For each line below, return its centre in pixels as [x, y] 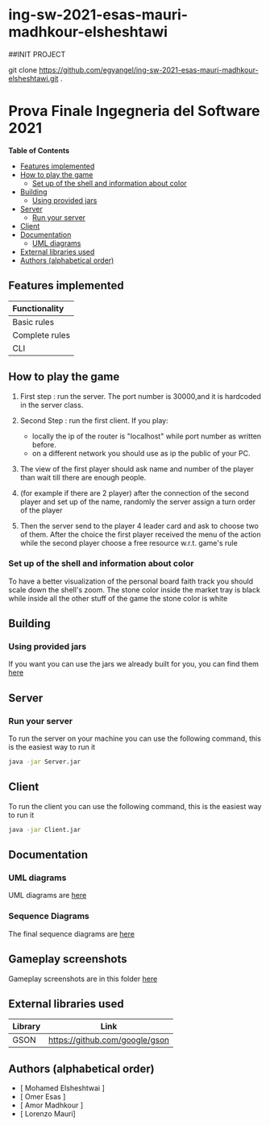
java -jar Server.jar [45, 762]
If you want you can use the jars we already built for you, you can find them [134, 664]
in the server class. [52, 405]
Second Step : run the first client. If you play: [94, 420]
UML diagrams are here [48, 895]
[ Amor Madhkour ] [52, 1105]
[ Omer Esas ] [43, 1097]
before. [44, 444]
